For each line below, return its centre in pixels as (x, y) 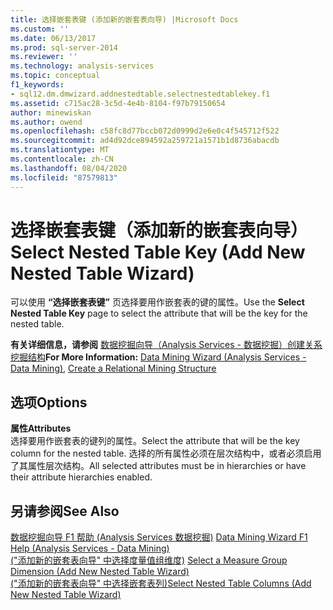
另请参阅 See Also (65, 511)
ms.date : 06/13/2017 (53, 38)
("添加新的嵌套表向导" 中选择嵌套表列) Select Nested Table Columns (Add (161, 583)
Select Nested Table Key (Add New (158, 252)
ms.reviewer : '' (44, 57)
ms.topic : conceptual (55, 76)
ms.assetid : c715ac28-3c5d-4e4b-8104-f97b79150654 (118, 103)
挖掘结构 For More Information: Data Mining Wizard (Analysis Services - (158, 357)
